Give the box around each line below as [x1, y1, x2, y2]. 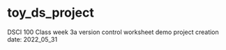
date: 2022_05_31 [7, 35, 58, 43]
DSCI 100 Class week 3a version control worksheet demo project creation [7, 28, 220, 36]
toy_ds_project [7, 5, 94, 21]
